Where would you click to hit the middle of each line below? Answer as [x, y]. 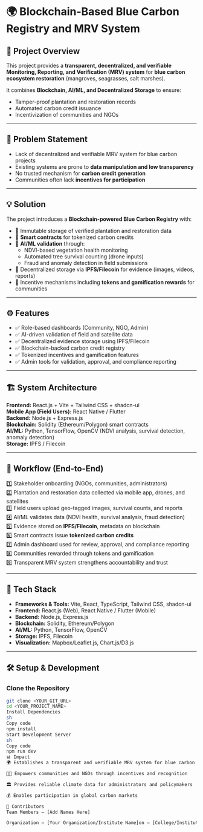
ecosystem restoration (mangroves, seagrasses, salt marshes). [86, 78]
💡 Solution [26, 204]
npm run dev [21, 752]
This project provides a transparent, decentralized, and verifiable [89, 65]
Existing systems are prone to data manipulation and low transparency [105, 166]
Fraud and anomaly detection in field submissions [86, 263]
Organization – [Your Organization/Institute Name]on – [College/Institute [104, 823]
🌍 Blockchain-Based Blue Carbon [93, 12]
